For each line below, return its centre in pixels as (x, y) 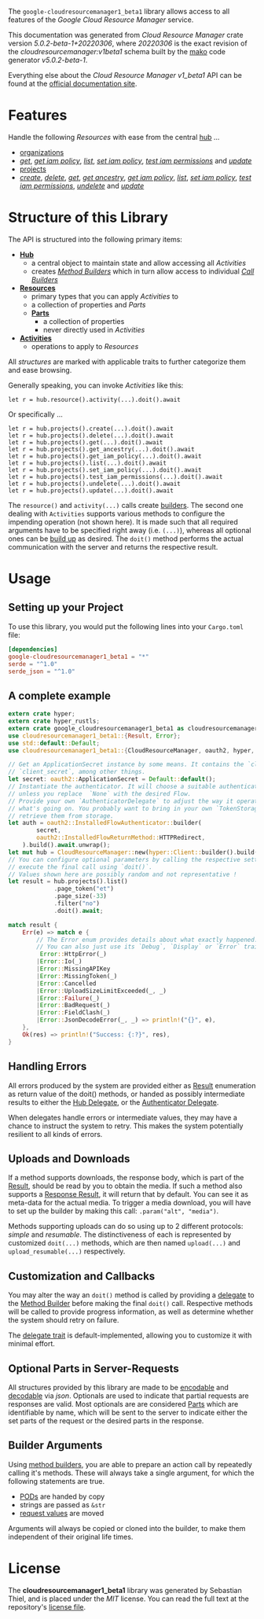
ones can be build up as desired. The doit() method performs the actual (126, 539)
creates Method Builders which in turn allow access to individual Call (143, 271)
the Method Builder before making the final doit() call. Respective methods (130, 1304)
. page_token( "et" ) (84, 889)
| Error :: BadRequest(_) (73, 1006)
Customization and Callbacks (82, 1276)
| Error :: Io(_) (59, 962)
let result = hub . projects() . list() (68, 881)
